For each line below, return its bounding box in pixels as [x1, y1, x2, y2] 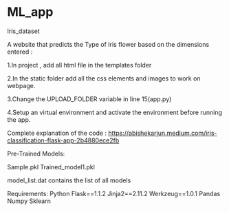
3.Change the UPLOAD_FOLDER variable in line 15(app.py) [7, 94, 172, 103]
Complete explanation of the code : [7, 129, 107, 137]
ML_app [7, 4, 54, 20]
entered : [7, 47, 33, 56]
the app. [7, 115, 31, 124]
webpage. [7, 81, 36, 89]
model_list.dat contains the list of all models [7, 176, 131, 184]
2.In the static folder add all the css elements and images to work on [7, 74, 201, 83]
